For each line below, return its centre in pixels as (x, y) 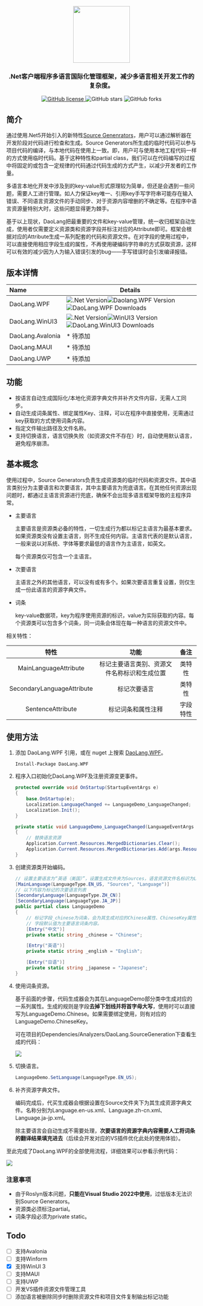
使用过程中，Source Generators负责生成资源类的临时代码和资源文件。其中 (99, 480)
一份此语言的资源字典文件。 (55, 589)
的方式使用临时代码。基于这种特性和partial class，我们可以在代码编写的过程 (101, 158)
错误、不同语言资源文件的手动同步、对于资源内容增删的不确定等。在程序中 (99, 201)
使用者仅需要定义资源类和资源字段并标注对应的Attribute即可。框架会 (101, 229)
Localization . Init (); (53, 810)
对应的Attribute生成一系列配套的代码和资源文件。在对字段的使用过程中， (101, 237)
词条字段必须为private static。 (53, 1216)
